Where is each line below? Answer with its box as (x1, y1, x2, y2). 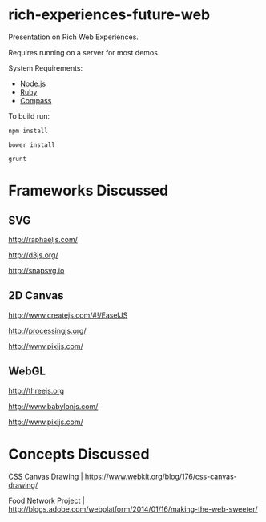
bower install (8, 140, 56, 149)
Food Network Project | (8, 496, 86, 505)
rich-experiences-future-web (8, 6, 211, 24)
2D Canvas (8, 289, 64, 302)
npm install (8, 127, 48, 135)
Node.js (19, 79, 46, 88)
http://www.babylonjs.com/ (8, 401, 99, 411)
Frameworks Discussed (8, 182, 169, 200)
